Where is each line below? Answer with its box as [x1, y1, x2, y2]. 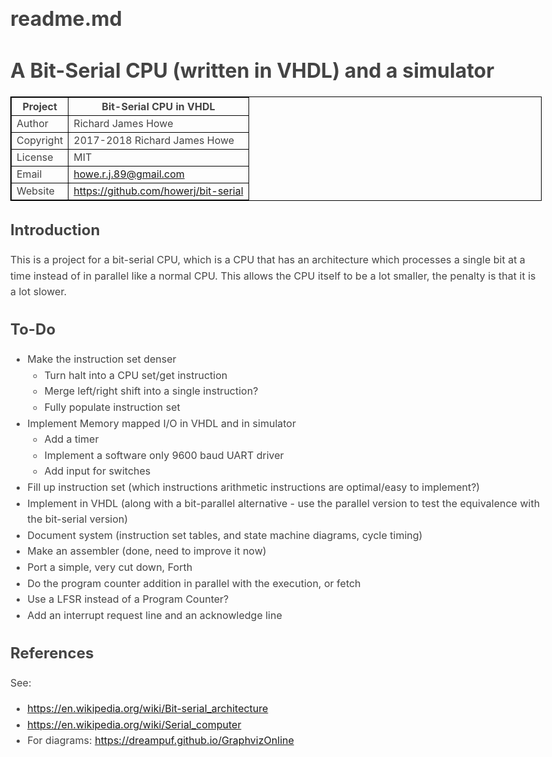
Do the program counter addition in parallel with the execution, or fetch [27, 576, 361, 590]
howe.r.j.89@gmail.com [73, 167, 185, 181]
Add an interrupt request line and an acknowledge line [27, 608, 283, 622]
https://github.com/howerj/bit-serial [73, 184, 244, 198]
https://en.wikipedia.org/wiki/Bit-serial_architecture [27, 702, 269, 716]
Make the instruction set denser [27, 352, 177, 366]
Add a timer [44, 432, 100, 446]
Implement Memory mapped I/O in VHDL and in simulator [27, 416, 296, 430]
